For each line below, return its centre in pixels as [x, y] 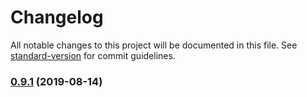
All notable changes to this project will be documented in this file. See [154, 45]
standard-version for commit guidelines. [93, 55]
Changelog [57, 17]
